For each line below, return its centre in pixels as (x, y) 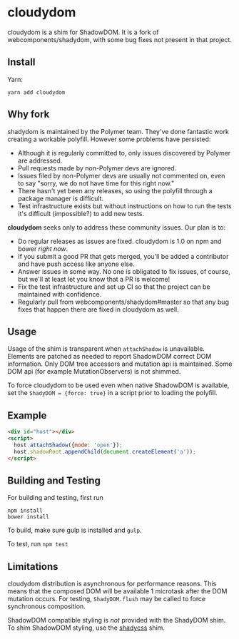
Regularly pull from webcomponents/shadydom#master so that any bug (123, 302)
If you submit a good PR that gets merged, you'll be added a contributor (123, 256)
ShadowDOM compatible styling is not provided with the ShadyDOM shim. (117, 620)
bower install (29, 517)
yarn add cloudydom (36, 92)
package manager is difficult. (61, 198)
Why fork (29, 114)
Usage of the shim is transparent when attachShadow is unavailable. (106, 349)
